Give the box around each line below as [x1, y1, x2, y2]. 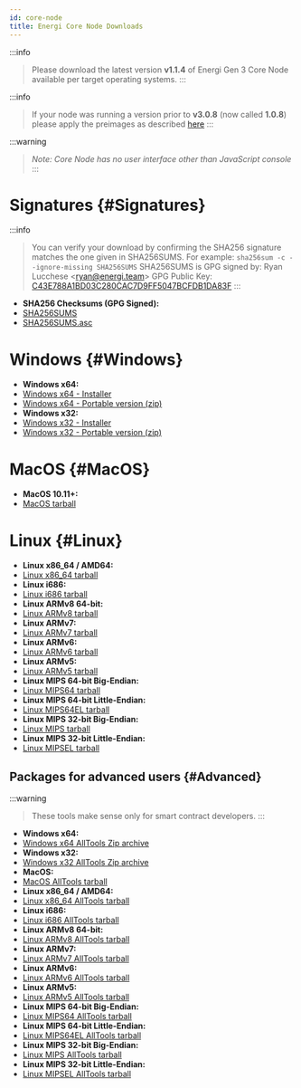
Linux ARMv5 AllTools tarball [22, 992, 129, 1003]
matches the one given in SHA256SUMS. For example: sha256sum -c [31, 252, 286, 262]
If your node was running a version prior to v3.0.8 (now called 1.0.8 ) [31, 109, 287, 119]
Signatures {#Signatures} [9, 195, 206, 215]
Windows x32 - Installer [22, 417, 112, 428]
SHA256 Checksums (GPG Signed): [22, 298, 160, 309]
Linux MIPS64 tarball [22, 685, 101, 696]
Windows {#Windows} [9, 349, 183, 369]
